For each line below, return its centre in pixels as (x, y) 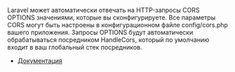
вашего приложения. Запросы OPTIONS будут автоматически (100, 32)
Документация (40, 61)
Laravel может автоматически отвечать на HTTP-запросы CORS (103, 10)
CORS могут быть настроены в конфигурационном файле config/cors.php (117, 25)
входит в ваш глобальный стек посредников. (75, 47)
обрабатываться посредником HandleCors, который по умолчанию (108, 40)
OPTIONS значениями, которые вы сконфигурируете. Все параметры (112, 17)
